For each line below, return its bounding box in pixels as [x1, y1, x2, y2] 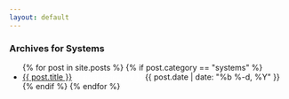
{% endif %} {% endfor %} [21, 80, 121, 91]
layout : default [9, 12, 69, 22]
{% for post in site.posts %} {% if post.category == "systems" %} [21, 62, 263, 72]
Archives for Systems [9, 42, 105, 54]
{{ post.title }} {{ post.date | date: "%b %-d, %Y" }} [21, 72, 280, 82]
